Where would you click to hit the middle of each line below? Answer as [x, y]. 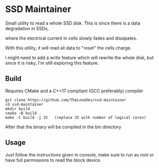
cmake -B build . [23, 113]
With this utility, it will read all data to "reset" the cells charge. [68, 48]
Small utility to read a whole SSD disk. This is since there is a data [73, 23]
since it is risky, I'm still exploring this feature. [52, 63]
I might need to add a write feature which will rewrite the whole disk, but [79, 57]
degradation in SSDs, [27, 28]
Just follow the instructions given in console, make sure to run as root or [79, 154]
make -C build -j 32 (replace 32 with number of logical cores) [76, 117]
